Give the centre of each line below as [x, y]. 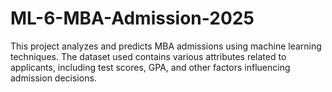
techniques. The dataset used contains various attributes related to [148, 56]
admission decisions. [53, 78]
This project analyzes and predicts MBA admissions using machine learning [166, 46]
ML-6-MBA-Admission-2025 [132, 18]
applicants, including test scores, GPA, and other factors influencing [150, 67]
